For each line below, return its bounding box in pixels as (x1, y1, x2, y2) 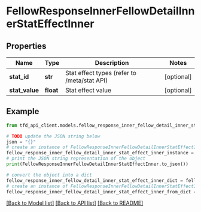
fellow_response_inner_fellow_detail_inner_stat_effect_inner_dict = (6, 177, 184, 184)
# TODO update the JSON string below (6, 133, 100, 139)
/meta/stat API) (65, 76, 108, 85)
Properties (6, 41, 47, 51)
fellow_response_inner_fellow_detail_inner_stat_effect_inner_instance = (6, 150, 194, 156)
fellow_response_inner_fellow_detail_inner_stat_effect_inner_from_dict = (6, 189, 197, 195)
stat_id (9, 73, 29, 80)
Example (6, 106, 39, 117)
